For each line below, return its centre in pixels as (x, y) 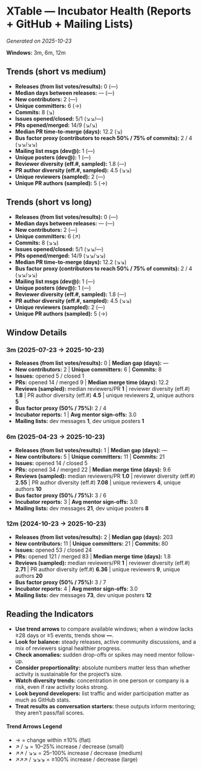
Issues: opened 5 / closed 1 (50, 376)
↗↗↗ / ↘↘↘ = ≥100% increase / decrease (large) (76, 759)
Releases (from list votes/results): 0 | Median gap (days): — (92, 363)
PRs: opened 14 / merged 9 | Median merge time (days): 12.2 (92, 382)
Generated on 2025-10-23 (39, 41)
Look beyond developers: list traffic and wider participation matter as (102, 693)
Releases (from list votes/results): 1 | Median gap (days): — (91, 450)
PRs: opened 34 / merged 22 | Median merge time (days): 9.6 (93, 469)
